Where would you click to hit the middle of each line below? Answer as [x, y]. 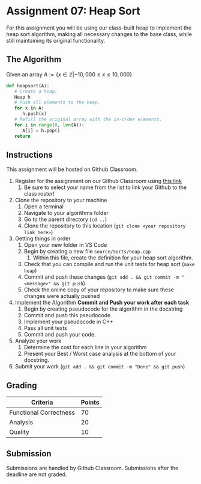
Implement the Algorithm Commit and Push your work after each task [102, 303]
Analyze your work [38, 341]
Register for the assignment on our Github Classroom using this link [98, 181]
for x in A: [29, 108]
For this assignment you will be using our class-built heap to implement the [99, 28]
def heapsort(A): [28, 85]
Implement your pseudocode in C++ [69, 322]
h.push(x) [34, 114]
